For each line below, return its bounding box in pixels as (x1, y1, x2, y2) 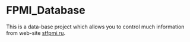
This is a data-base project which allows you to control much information (6, 23, 185, 30)
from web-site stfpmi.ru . (6, 29, 66, 36)
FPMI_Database (6, 4, 85, 17)
